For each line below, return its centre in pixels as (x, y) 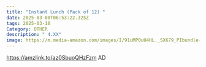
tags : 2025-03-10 (29, 23)
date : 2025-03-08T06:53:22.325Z (48, 18)
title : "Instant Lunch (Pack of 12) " (56, 12)
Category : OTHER (27, 29)
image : (15, 40)
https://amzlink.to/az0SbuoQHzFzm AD (56, 58)
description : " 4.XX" (34, 35)
